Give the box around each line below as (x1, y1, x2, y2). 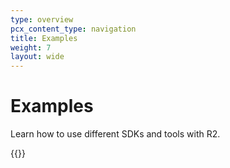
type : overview (10, 14, 74, 25)
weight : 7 (10, 42, 52, 53)
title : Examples (10, 33, 78, 43)
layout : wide (10, 52, 65, 62)
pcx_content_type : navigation (10, 24, 137, 34)
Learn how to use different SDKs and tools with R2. (10, 128, 221, 140)
